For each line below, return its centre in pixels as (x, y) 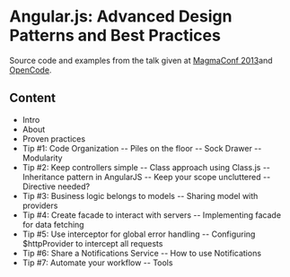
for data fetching (53, 224)
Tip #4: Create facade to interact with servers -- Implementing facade (151, 215)
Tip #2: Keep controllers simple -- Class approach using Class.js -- (146, 167)
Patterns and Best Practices (115, 35)
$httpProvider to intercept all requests (92, 243)
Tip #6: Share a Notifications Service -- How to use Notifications (142, 253)
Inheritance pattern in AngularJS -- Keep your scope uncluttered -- (146, 177)
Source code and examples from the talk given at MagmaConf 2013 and (141, 60)
